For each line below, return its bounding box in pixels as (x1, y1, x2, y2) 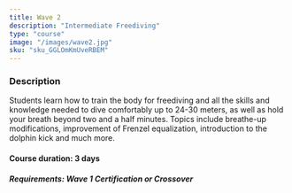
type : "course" (9, 29, 65, 38)
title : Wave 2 (9, 12, 62, 22)
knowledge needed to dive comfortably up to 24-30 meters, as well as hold (9, 104, 284, 115)
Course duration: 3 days (9, 153, 100, 164)
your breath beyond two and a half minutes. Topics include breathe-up (9, 114, 267, 125)
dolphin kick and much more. (9, 133, 115, 143)
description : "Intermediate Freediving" (9, 21, 161, 30)
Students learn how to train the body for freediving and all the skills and (9, 95, 270, 106)
